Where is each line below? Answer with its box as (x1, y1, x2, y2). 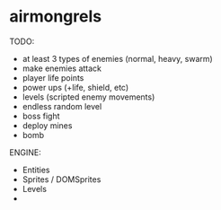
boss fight (22, 110, 60, 121)
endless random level (22, 101, 102, 111)
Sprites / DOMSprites (22, 173, 102, 185)
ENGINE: (9, 146, 42, 158)
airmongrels (9, 6, 102, 27)
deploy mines (22, 119, 73, 131)
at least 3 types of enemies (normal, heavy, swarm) (22, 53, 213, 64)
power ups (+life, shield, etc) (22, 82, 129, 92)
